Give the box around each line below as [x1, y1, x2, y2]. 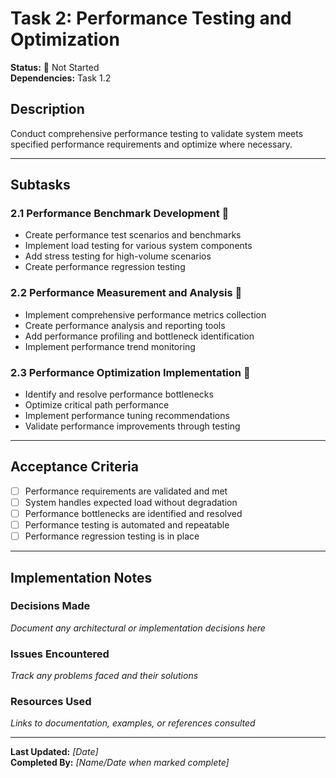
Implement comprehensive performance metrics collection [24, 308, 267, 321]
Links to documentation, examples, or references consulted [10, 717, 256, 729]
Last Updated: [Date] [10, 746, 99, 758]
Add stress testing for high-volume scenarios [24, 250, 212, 262]
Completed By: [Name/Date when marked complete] [10, 757, 230, 769]
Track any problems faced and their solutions [10, 670, 199, 682]
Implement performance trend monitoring [24, 340, 196, 352]
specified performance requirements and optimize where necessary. [10, 138, 293, 150]
